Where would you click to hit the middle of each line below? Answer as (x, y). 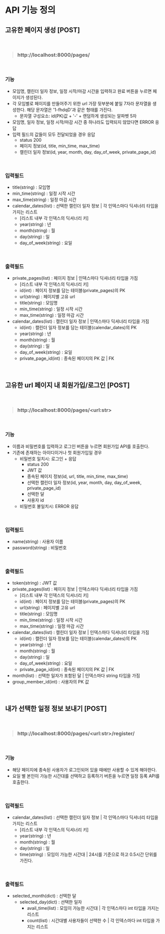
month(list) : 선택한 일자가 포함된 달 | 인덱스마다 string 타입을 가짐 (76, 676)
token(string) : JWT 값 (34, 583)
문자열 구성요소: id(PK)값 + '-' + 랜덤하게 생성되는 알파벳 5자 (78, 116)
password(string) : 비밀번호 (39, 548)
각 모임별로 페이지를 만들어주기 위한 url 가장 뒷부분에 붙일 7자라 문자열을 (82, 103)
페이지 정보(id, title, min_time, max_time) (60, 146)
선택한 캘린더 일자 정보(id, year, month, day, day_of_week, (84, 482)
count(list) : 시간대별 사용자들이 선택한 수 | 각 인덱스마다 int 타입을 (91, 921)
